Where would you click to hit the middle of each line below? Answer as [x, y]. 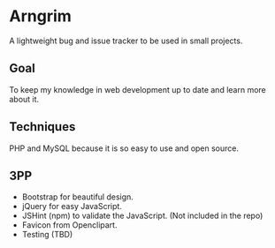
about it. [24, 99]
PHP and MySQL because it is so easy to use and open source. [124, 148]
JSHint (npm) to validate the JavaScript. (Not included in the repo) [142, 216]
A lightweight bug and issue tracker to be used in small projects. [126, 41]
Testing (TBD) [47, 235]
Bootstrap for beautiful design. [78, 197]
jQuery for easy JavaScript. [72, 207]
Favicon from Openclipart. [69, 225]
